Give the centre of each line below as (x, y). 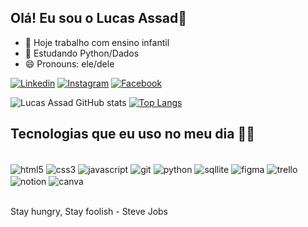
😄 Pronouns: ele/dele (69, 63)
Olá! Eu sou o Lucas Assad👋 (99, 18)
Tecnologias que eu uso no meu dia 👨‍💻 (132, 134)
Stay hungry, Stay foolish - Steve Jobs (89, 211)
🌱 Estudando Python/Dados (82, 53)
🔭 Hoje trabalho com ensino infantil (97, 42)
